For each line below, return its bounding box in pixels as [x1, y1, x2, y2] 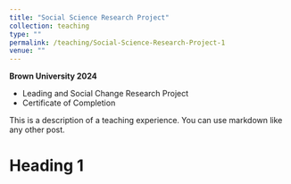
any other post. [9, 124, 65, 135]
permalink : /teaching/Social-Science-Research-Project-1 [9, 38, 226, 47]
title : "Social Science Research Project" [9, 13, 170, 22]
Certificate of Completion [21, 97, 116, 108]
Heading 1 [9, 155, 85, 176]
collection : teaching [9, 21, 90, 30]
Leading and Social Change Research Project [21, 88, 189, 99]
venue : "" [9, 46, 46, 55]
